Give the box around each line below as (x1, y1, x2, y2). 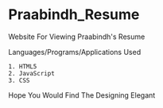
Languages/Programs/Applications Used (8, 47, 142, 56)
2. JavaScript (8, 69, 56, 77)
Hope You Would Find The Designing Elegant (8, 90, 156, 100)
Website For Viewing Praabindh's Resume (8, 32, 146, 41)
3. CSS (8, 76, 30, 84)
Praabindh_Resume (8, 6, 140, 24)
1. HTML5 (8, 62, 37, 71)
